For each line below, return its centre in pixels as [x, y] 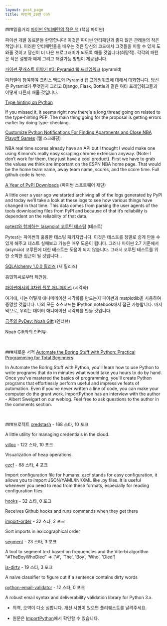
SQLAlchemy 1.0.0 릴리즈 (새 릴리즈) [41, 266]
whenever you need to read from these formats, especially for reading [77, 485]
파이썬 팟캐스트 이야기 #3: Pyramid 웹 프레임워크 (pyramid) [64, 69]
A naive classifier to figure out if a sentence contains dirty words [72, 577]
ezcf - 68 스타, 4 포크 [27, 465]
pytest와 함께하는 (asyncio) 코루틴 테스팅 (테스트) [54, 226]
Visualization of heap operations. [39, 454]
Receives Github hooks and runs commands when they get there [72, 511]
